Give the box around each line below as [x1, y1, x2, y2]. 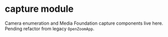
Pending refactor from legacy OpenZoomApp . [5, 25, 95, 31]
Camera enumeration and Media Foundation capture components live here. [5, 20, 163, 26]
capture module [5, 3, 74, 15]
